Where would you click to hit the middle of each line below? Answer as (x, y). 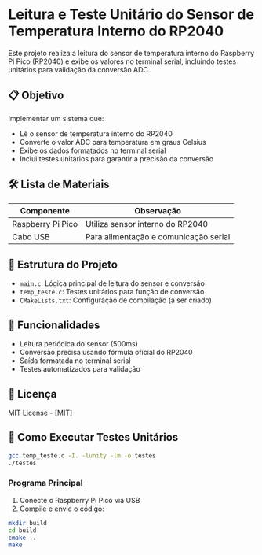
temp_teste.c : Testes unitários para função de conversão (112, 292)
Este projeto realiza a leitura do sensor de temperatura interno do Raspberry (131, 53)
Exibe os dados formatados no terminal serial (93, 150)
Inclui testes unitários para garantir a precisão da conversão (116, 158)
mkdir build (27, 523)
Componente (45, 210)
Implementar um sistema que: (56, 118)
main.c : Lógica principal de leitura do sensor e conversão (112, 283)
